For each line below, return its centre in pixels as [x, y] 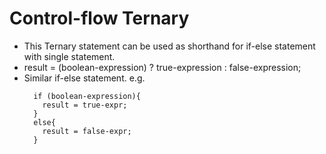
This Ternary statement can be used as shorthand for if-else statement [169, 46]
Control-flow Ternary [99, 18]
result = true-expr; [85, 105]
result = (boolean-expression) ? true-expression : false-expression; [162, 67]
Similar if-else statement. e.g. [84, 78]
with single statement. [69, 56]
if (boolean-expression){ [87, 96]
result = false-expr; [87, 131]
